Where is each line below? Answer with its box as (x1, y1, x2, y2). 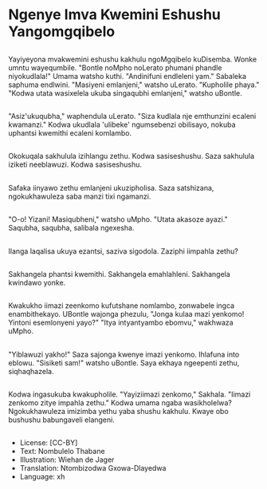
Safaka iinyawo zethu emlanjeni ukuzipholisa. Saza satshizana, (8, 183, 214, 192)
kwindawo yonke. (8, 278, 66, 287)
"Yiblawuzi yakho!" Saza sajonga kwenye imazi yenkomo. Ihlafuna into (8, 349, 240, 359)
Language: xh (19, 472, 65, 482)
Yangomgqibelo (8, 22, 116, 41)
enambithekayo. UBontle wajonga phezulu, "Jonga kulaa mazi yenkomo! (8, 310, 245, 319)
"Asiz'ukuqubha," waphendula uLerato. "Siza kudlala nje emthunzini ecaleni (8, 111, 257, 120)
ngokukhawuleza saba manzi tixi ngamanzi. (8, 191, 151, 201)
